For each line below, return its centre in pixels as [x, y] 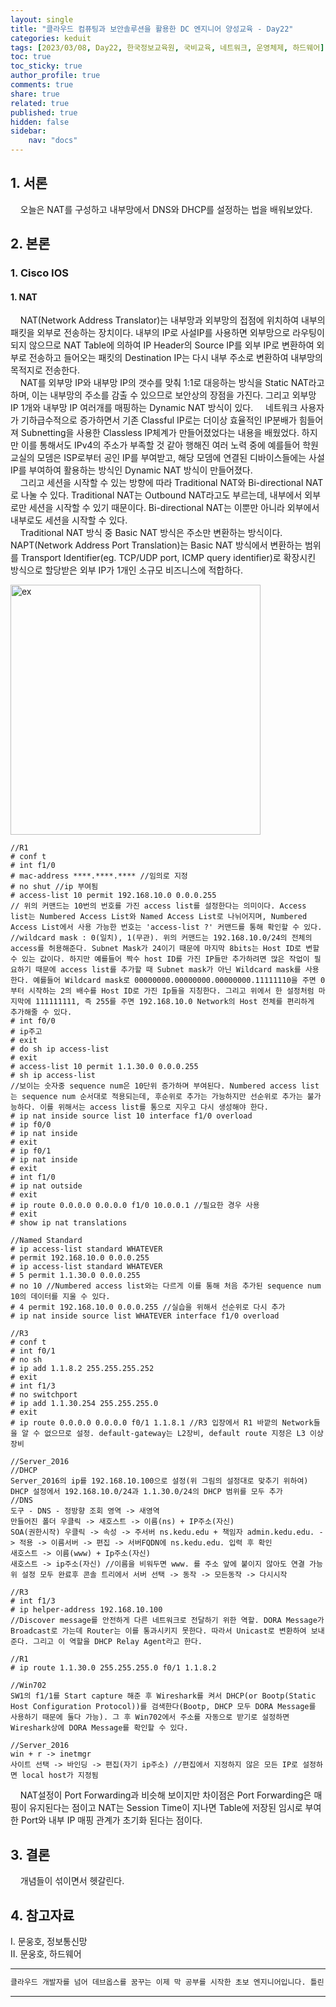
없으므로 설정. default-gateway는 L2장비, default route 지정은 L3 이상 [184, 1434]
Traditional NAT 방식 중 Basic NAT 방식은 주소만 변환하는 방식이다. [151, 533]
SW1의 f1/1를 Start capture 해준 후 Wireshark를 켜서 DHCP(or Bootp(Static [163, 1696]
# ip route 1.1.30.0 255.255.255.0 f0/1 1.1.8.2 [113, 1668]
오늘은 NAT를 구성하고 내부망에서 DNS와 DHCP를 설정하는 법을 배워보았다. [166, 209]
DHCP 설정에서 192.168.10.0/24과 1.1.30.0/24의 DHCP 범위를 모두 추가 [146, 1492]
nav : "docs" [53, 141]
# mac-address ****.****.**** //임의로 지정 [99, 876]
